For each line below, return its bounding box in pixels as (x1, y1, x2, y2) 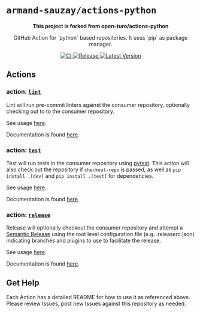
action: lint (6, 88, 41, 96)
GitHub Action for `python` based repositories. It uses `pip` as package (13, 34, 188, 41)
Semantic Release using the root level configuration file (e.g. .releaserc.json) (6, 231, 195, 238)
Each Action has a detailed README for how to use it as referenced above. (6, 294, 190, 301)
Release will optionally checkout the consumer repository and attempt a (6, 224, 183, 231)
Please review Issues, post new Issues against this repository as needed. (6, 300, 187, 308)
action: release (6, 210, 51, 219)
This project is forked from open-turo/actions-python (32, 22, 169, 29)
